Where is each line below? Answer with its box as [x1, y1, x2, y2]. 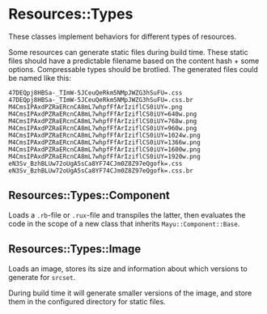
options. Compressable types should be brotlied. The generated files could [8, 64, 259, 74]
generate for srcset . [8, 272, 76, 282]
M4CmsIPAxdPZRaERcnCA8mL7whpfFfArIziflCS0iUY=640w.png [8, 110, 197, 118]
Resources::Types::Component [8, 189, 170, 202]
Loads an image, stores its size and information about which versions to [8, 264, 248, 274]
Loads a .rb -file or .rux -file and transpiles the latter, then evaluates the [8, 210, 246, 219]
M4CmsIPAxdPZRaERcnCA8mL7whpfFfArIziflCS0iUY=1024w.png [8, 131, 201, 139]
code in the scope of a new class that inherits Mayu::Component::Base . [8, 219, 240, 228]
